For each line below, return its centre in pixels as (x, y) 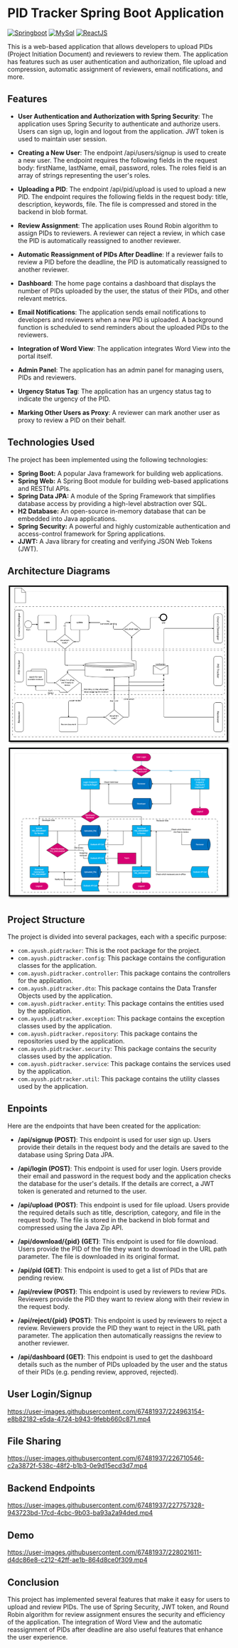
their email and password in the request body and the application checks (124, 1176)
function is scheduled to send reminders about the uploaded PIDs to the (123, 327)
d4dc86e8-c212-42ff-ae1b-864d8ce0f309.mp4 (77, 1560)
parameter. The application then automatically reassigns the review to (120, 1335)
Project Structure (46, 919)
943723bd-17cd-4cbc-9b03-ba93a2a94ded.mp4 (80, 1513)
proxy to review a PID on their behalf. (72, 420)
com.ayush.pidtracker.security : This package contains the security (117, 1049)
